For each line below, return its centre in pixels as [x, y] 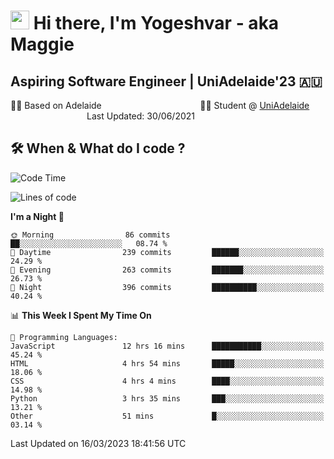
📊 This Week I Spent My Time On [81, 315]
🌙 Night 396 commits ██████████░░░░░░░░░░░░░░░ [167, 287]
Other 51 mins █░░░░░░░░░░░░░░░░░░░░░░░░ [167, 416]
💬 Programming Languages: [64, 337]
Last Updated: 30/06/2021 [141, 116]
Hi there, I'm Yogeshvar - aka [156, 23]
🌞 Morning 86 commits [90, 235]
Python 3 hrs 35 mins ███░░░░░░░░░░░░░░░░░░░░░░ [167, 398]
